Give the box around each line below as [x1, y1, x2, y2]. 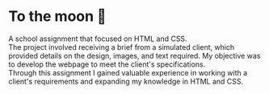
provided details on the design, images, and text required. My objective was [8, 51, 261, 60]
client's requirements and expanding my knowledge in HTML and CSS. [8, 76, 244, 86]
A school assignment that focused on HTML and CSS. [8, 34, 187, 43]
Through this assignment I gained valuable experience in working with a [8, 67, 248, 77]
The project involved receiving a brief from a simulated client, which [8, 42, 235, 51]
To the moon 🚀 [8, 7, 107, 26]
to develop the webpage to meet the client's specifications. [8, 59, 206, 69]
